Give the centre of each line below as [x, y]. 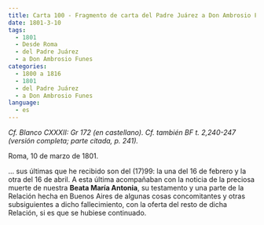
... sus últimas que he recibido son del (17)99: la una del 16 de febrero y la [127, 171]
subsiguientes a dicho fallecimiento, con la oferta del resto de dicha [118, 204]
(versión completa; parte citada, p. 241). [73, 141]
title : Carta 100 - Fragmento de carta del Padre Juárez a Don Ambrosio [130, 15]
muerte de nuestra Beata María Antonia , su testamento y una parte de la [126, 188]
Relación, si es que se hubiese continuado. [77, 213]
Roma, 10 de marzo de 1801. [53, 156]
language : [24, 103]
